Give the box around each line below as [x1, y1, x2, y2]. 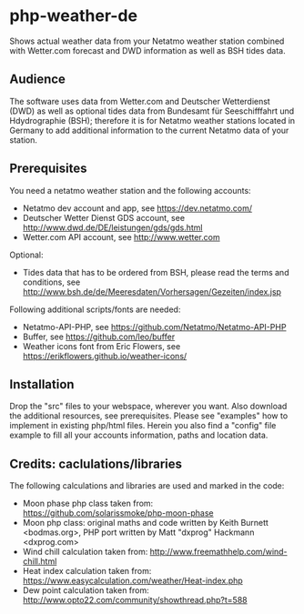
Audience [9, 72, 66, 87]
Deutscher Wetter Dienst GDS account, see [22, 212, 185, 223]
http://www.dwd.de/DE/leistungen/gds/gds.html [22, 222, 203, 233]
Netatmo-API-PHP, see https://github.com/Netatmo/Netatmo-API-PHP [22, 321, 287, 332]
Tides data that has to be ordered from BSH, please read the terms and [22, 267, 289, 277]
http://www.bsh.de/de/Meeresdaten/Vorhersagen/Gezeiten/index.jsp [22, 286, 282, 297]
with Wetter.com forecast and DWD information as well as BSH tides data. [9, 45, 286, 55]
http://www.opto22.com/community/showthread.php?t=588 [22, 595, 248, 606]
